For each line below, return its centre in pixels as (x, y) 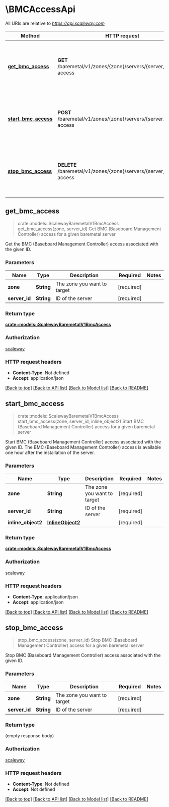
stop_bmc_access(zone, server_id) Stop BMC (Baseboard (77, 640)
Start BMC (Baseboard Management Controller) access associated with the (83, 442)
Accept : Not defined (34, 789)
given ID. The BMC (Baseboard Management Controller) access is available (83, 447)
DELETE (67, 165)
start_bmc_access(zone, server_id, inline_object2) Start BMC (81, 421)
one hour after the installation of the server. (50, 452)
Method (30, 35)
